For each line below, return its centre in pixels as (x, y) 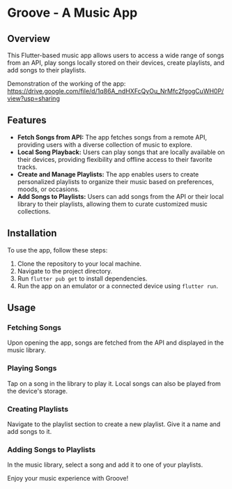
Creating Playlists (38, 409)
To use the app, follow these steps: (57, 250)
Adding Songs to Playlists (52, 449)
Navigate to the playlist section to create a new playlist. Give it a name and (114, 424)
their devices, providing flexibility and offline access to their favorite (115, 159)
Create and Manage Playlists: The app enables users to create (108, 174)
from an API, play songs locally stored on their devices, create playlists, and (116, 63)
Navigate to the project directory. (65, 271)
